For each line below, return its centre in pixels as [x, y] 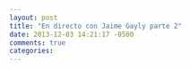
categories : [31, 51]
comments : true [38, 43]
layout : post [34, 17]
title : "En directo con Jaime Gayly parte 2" [95, 26]
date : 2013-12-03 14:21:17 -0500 [72, 34]
